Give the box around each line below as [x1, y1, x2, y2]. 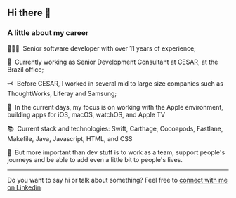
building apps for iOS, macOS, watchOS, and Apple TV [7, 110, 166, 119]
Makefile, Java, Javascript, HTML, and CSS [7, 134, 133, 143]
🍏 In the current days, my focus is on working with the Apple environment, [7, 103, 223, 111]
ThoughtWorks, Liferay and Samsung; [7, 89, 117, 98]
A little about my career [7, 28, 89, 38]
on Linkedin [7, 183, 41, 192]
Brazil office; [7, 65, 44, 74]
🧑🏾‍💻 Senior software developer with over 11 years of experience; [7, 44, 197, 53]
